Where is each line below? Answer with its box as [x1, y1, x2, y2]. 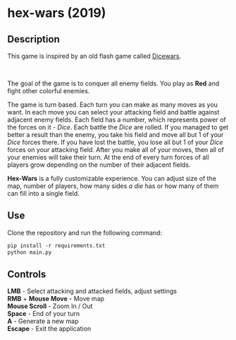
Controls [7, 268, 46, 280]
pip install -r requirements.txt [7, 242, 106, 249]
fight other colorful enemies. [7, 87, 90, 95]
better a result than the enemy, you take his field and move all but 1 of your [7, 131, 224, 139]
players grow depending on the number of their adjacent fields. [7, 160, 191, 169]
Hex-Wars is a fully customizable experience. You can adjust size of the [7, 175, 217, 182]
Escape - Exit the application [7, 324, 92, 333]
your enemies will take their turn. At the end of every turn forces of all [7, 153, 209, 161]
